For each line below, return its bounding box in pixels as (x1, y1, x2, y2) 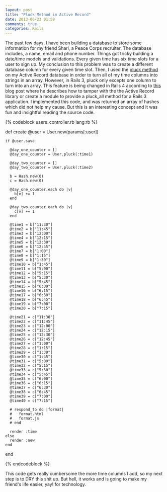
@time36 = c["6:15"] (10, 381, 53, 386)
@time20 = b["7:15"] (10, 306, 53, 311)
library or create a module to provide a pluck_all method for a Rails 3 (5, 94, 147, 100)
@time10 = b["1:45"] (10, 262, 53, 267)
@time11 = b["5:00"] (10, 266, 53, 272)
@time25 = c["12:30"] (10, 333, 55, 338)
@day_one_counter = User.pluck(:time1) (10, 152, 94, 157)
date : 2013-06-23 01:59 (5, 17, 55, 22)
